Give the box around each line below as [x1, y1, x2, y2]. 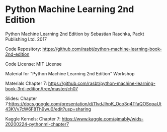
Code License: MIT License [5, 61, 62, 67]
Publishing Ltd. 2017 [5, 36, 47, 42]
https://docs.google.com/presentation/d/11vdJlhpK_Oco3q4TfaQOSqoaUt [9, 100, 162, 106]
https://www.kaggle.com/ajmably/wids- [61, 115, 144, 121]
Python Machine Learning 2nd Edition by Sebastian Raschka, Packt [5, 31, 144, 37]
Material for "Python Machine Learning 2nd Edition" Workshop [5, 70, 135, 76]
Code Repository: [5, 46, 42, 52]
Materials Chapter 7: [5, 80, 47, 86]
